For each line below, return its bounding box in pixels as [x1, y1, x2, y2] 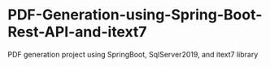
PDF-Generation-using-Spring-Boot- [7, 6, 263, 24]
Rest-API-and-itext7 [7, 23, 147, 41]
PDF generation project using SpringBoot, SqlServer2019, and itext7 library [7, 49, 259, 59]
